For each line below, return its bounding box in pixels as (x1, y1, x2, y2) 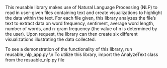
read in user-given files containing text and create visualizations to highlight (5, 10, 162, 16)
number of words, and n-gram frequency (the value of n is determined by (5, 26, 157, 32)
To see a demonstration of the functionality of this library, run (5, 46, 132, 52)
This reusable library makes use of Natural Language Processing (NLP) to (5, 5, 157, 10)
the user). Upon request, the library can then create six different (5, 31, 138, 37)
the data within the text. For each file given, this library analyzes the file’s (5, 15, 156, 21)
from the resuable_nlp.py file (5, 57, 64, 62)
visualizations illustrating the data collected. (5, 36, 96, 42)
